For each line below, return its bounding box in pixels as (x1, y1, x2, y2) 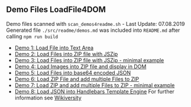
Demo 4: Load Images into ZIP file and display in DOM (14, 63, 147, 70)
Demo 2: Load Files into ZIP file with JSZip (14, 50, 118, 58)
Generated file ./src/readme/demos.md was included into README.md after (6, 26, 180, 34)
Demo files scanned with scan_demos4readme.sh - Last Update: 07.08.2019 (6, 20, 185, 27)
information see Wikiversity (14, 94, 82, 101)
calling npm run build (6, 32, 59, 40)
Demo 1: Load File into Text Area (14, 44, 93, 51)
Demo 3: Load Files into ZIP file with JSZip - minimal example (14, 56, 164, 63)
